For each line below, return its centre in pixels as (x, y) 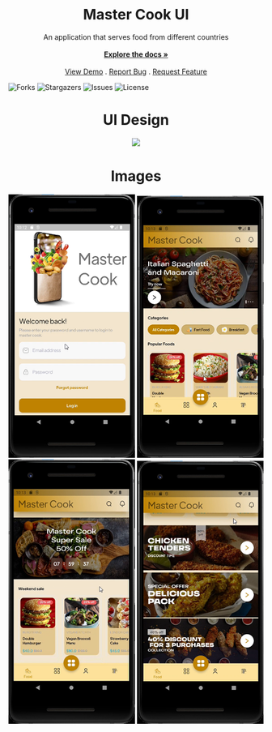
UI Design (136, 120)
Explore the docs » (136, 54)
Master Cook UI (136, 15)
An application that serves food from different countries (136, 36)
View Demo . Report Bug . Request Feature (136, 71)
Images (136, 176)
